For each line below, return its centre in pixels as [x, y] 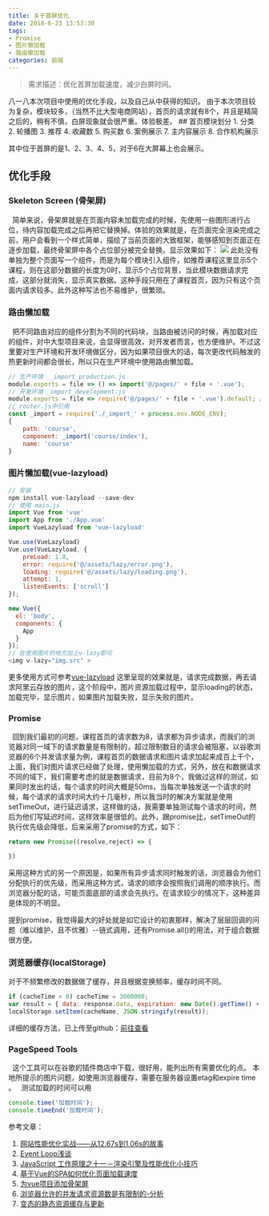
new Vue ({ [25, 609]
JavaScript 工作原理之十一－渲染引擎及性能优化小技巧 [108, 1164]
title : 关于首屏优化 [39, 16]
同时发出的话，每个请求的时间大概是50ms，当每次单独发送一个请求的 [129, 787]
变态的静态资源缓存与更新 [62, 1204]
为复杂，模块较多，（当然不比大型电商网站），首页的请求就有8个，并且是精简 [133, 111]
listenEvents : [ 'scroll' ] [66, 587]
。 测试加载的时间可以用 [50, 1088]
